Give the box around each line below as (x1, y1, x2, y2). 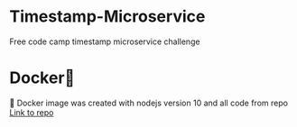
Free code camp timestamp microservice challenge (9, 36, 200, 47)
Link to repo (9, 106, 54, 118)
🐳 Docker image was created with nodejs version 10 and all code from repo (9, 97, 289, 108)
